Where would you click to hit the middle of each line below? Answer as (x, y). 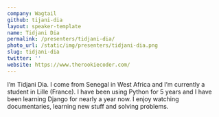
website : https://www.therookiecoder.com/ (69, 65)
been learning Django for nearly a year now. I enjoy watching (93, 99)
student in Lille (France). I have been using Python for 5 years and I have (109, 92)
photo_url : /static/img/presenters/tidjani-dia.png (82, 45)
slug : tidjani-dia (33, 52)
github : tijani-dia (35, 20)
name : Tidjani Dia (33, 33)
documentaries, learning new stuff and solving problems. (88, 106)
